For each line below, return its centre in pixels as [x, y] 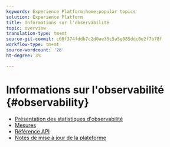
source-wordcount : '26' [35, 50]
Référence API [32, 131]
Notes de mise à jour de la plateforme [60, 138]
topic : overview [26, 28]
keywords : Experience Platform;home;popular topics [71, 12]
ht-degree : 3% [24, 55]
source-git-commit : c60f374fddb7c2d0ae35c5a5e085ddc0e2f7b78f [84, 39]
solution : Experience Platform [45, 17]
